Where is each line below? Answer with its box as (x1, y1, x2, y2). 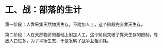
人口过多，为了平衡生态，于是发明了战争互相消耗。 (9, 37, 112, 44)
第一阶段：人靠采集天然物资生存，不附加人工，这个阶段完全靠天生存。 (5, 21, 146, 27)
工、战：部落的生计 (5, 4, 82, 16)
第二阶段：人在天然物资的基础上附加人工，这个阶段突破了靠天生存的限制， (5, 32, 154, 37)
